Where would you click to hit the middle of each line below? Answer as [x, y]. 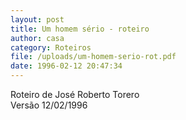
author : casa [37, 38]
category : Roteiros [51, 47]
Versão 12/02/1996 [49, 105]
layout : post [37, 19]
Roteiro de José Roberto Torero [75, 94]
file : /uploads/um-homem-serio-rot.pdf [93, 57]
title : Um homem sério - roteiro [80, 29]
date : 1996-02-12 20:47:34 [66, 66]
